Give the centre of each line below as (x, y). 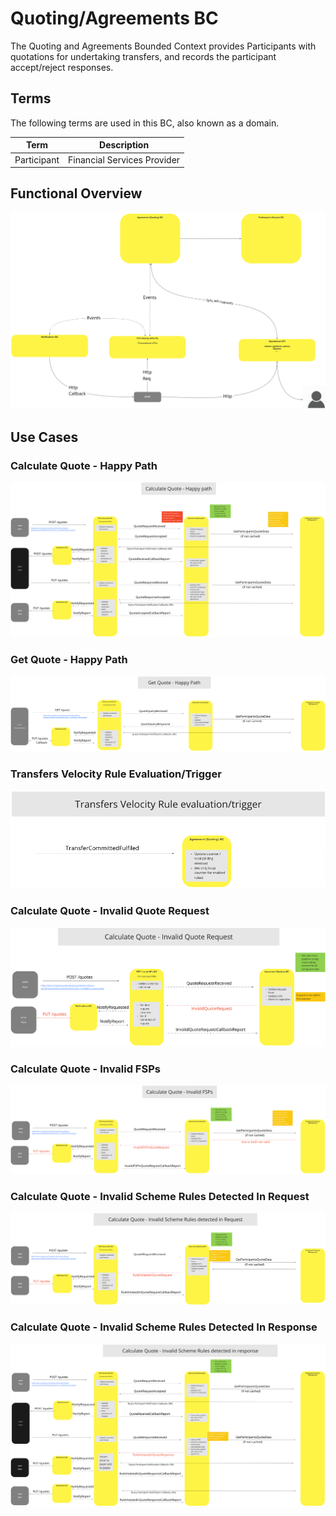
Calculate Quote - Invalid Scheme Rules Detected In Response (164, 1327)
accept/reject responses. (62, 67)
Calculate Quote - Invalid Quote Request (110, 911)
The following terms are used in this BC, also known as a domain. (145, 123)
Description (124, 145)
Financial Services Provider (124, 159)
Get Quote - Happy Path (69, 659)
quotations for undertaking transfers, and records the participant (143, 56)
